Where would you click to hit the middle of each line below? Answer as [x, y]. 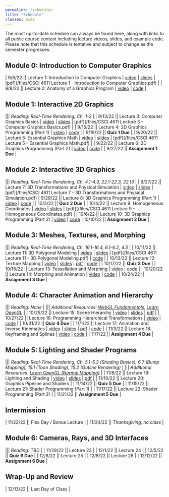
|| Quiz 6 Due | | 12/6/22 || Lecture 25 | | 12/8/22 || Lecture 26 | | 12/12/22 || [84, 455]
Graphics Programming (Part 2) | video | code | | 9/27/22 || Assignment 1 [81, 148]
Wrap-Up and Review [39, 477]
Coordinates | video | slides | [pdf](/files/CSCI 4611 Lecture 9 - [70, 208]
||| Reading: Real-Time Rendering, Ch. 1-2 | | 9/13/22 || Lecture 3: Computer [84, 116]
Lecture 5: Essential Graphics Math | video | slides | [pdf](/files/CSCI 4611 [81, 138]
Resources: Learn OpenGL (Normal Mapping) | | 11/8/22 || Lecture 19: [77, 373]
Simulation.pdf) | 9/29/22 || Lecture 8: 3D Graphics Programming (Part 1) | [82, 198]
